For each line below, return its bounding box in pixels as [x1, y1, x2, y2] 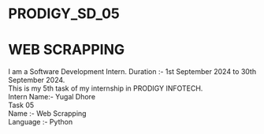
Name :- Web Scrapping [8, 109, 87, 118]
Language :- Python [8, 117, 73, 127]
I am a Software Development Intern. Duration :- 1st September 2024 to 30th [8, 67, 257, 76]
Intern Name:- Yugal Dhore [8, 92, 96, 102]
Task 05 [8, 100, 35, 110]
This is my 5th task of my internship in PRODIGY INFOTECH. [8, 84, 203, 93]
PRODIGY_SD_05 [8, 5, 121, 23]
